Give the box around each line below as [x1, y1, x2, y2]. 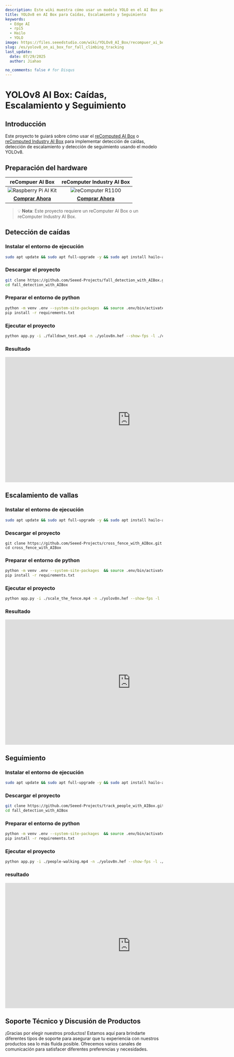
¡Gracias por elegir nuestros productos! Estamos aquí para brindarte [5, 1030, 145, 1036]
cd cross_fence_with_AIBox [5, 545, 61, 550]
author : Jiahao [9, 59, 41, 64]
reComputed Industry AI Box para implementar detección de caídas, [5, 138, 145, 144]
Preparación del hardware [5, 163, 87, 172]
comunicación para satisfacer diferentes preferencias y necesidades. [5, 1046, 148, 1052]
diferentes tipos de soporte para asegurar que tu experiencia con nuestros [5, 1035, 159, 1041]
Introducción [5, 120, 46, 128]
